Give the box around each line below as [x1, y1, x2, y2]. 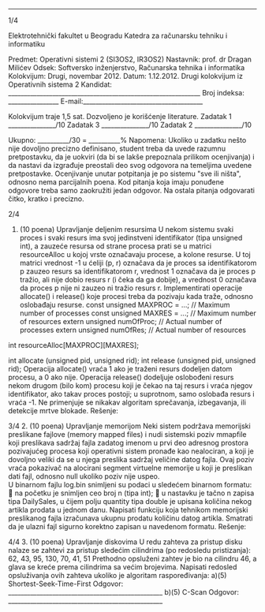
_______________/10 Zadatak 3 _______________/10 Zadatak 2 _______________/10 [8, 120, 252, 129]
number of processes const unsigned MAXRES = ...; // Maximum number [19, 308, 256, 318]
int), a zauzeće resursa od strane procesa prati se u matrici [19, 241, 211, 251]
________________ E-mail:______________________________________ [8, 96, 203, 106]
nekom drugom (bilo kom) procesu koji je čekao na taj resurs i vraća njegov [8, 381, 253, 390]
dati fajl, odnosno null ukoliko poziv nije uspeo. [8, 472, 160, 481]
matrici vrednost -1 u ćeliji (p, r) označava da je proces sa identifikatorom [19, 258, 257, 267]
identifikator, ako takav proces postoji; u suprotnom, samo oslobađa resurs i [8, 390, 255, 398]
